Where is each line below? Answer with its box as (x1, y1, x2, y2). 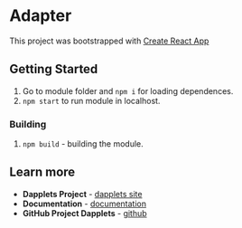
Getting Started (9, 62, 98, 77)
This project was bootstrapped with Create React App (9, 35, 209, 46)
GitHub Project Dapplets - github (22, 207, 147, 218)
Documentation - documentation (22, 198, 147, 209)
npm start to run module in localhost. (22, 95, 161, 106)
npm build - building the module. (22, 138, 144, 149)
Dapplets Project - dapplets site (22, 188, 143, 199)
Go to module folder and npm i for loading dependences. (22, 85, 234, 96)
